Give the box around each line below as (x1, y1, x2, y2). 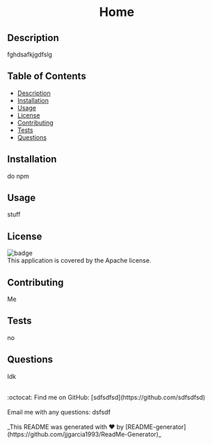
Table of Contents (7, 70, 87, 82)
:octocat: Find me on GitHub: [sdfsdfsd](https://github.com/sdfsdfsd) (7, 393, 206, 401)
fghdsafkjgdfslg (7, 50, 53, 58)
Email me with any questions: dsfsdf (7, 407, 111, 416)
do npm (7, 172, 30, 180)
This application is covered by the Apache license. (7, 257, 152, 265)
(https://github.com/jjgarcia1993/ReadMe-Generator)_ (7, 430, 162, 438)
